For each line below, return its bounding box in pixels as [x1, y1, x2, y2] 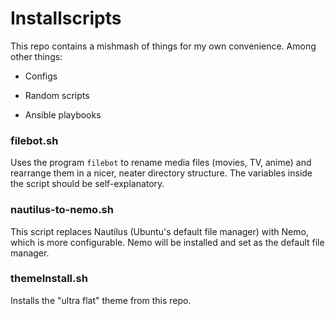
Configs [24, 70, 58, 82]
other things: [10, 50, 63, 62]
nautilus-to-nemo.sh [10, 203, 114, 217]
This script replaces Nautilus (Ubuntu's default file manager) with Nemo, [10, 225, 309, 237]
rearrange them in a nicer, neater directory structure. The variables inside [10, 167, 313, 179]
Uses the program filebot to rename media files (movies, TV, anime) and [10, 157, 312, 169]
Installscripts [10, 7, 122, 30]
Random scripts [24, 89, 90, 101]
